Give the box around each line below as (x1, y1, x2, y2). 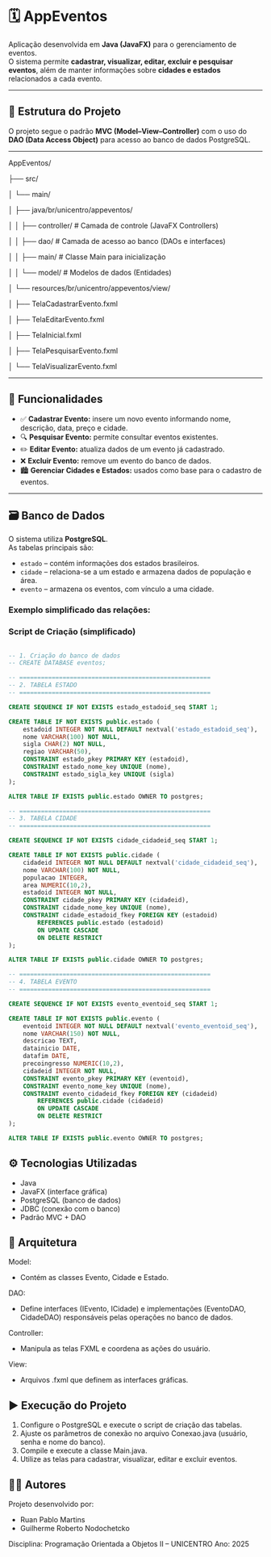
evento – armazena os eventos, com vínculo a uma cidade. (19, 584, 215, 594)
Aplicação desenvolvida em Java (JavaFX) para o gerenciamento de (8, 39, 237, 49)
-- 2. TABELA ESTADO (8, 681, 78, 690)
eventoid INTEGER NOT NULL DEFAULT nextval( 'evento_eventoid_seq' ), (23, 1022, 258, 1030)
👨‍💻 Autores (8, 1478, 66, 1492)
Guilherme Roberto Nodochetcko (19, 1524, 131, 1534)
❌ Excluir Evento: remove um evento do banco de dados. (19, 455, 212, 465)
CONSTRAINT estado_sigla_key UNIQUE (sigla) (23, 770, 175, 778)
